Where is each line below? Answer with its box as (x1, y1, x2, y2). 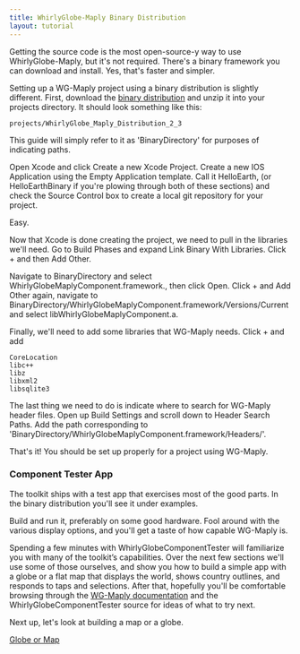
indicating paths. (9, 144, 72, 155)
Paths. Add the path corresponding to (9, 418, 149, 430)
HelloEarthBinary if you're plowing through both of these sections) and (9, 180, 270, 191)
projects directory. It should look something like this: (9, 101, 202, 112)
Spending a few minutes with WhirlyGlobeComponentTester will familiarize (9, 542, 285, 553)
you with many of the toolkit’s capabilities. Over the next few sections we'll (9, 552, 285, 563)
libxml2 (9, 376, 39, 385)
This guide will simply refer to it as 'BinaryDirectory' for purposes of (9, 134, 260, 145)
